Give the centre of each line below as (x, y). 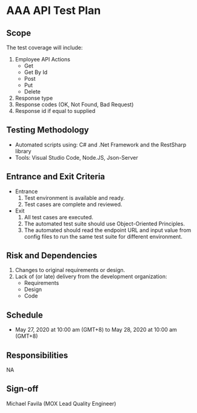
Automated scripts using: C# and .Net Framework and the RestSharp (101, 145)
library (23, 151)
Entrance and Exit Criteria (56, 177)
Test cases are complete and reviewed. (73, 204)
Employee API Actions (43, 59)
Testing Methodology (48, 130)
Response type (34, 98)
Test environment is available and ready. (75, 197)
